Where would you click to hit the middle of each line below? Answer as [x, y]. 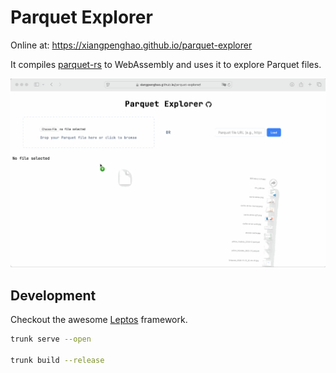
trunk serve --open [51, 339]
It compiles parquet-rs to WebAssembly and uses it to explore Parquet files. [166, 64]
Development [53, 295]
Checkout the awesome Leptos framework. [99, 320]
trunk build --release [57, 360]
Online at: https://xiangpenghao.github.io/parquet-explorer [131, 45]
